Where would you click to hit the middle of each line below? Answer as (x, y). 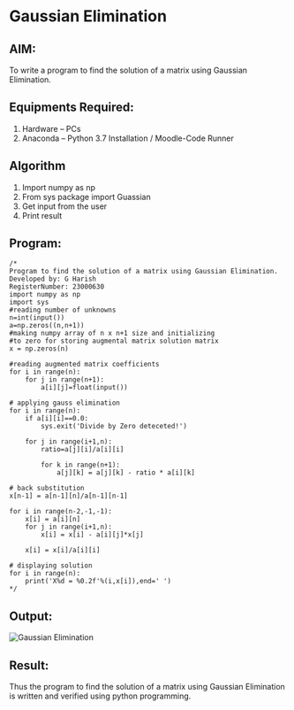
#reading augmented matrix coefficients (85, 365)
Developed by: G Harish (53, 279)
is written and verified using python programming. (100, 696)
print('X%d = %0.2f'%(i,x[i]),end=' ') (98, 582)
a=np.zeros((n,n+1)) (47, 326)
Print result (42, 215)
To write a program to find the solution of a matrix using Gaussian (128, 70)
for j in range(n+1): (64, 380)
